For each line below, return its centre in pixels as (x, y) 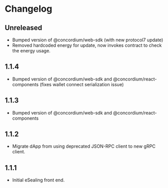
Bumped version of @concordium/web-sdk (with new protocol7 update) (88, 40)
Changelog (29, 9)
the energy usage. (31, 51)
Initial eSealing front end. (38, 180)
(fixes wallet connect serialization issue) (82, 84)
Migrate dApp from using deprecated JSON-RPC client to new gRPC (84, 146)
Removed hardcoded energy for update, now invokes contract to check (87, 45)
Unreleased (24, 28)
